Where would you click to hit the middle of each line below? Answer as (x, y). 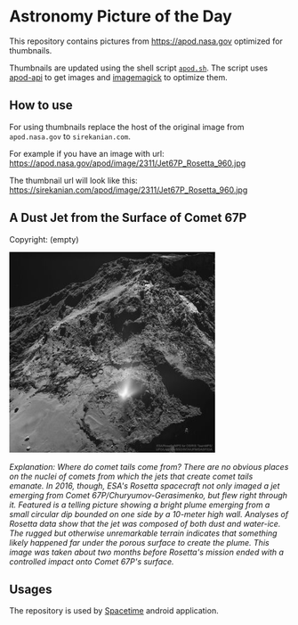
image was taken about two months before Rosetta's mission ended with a (147, 552)
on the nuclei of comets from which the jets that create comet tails (131, 476)
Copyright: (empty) (44, 239)
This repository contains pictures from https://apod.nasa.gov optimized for (146, 41)
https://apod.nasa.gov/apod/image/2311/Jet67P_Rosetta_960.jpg (128, 163)
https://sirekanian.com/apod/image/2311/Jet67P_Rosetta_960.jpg (129, 190)
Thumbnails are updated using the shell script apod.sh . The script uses (139, 68)
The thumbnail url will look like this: (73, 180)
